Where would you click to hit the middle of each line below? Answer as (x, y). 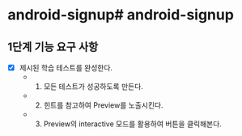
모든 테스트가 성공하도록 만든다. (93, 87)
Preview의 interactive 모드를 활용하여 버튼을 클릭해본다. (132, 124)
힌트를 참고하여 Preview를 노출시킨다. (103, 105)
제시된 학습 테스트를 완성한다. (66, 68)
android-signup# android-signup (121, 15)
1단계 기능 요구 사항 (53, 47)
